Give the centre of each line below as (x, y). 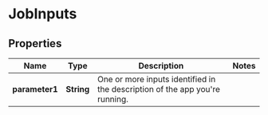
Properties (35, 44)
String (78, 89)
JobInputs (43, 14)
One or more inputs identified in (156, 79)
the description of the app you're (159, 89)
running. (113, 99)
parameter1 (35, 89)
